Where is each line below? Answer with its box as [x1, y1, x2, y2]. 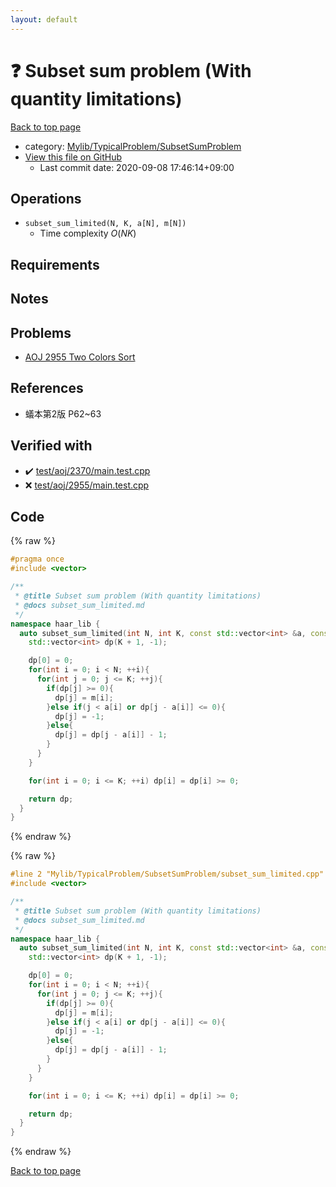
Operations [10, 190, 82, 207]
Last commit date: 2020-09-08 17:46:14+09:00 [39, 161, 235, 173]
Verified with [10, 437, 93, 455]
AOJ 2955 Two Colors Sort [24, 351, 136, 363]
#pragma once [10, 554, 65, 565]
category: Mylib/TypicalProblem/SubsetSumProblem [24, 140, 242, 152]
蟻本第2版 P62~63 [24, 407, 102, 420]
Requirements [10, 256, 100, 273]
